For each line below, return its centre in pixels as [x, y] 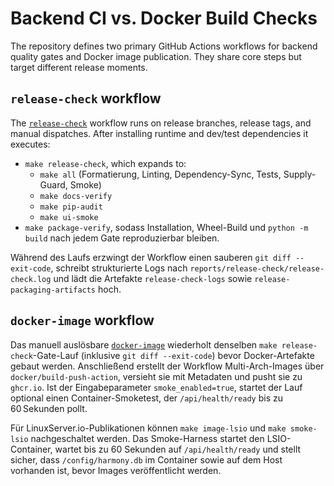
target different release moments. [79, 67]
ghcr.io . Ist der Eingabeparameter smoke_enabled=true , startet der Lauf [156, 387]
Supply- [300, 174]
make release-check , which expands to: [105, 163]
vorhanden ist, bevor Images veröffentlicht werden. [116, 470]
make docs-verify [76, 196]
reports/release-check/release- [257, 268]
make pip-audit [71, 207]
